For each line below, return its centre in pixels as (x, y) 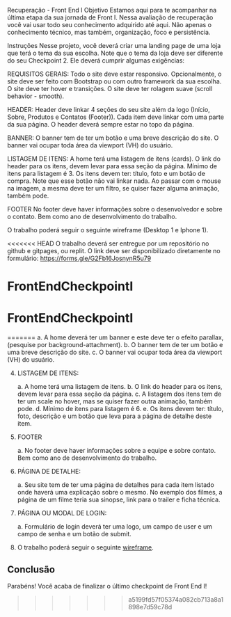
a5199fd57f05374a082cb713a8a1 (176, 599)
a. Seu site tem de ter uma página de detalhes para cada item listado (115, 485)
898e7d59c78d (150, 607)
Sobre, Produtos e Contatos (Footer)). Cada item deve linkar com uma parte (116, 117)
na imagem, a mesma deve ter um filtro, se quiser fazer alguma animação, (113, 188)
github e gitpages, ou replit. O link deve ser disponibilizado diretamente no (114, 251)
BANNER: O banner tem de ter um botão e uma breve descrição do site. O (113, 138)
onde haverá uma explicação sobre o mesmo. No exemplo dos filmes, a (120, 492)
